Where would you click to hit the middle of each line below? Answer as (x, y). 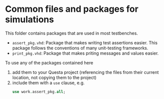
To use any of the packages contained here (49, 63)
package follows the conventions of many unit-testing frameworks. (80, 48)
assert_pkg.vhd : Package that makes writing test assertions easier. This (85, 42)
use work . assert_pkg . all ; (39, 92)
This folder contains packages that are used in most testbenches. (72, 33)
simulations (30, 19)
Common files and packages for (72, 9)
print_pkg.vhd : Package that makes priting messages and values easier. (85, 53)
